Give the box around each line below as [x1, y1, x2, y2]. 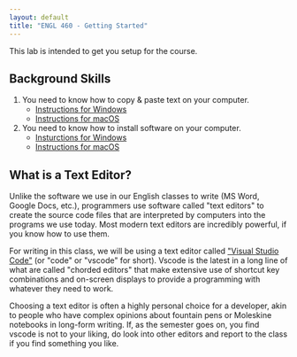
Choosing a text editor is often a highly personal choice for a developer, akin [9, 300, 287, 311]
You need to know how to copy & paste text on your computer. [21, 95, 250, 105]
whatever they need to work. [9, 283, 114, 294]
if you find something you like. [9, 338, 119, 349]
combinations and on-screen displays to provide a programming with [9, 274, 261, 284]
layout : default [9, 12, 69, 22]
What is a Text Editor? [9, 167, 133, 182]
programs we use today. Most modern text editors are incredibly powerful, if [9, 219, 287, 230]
